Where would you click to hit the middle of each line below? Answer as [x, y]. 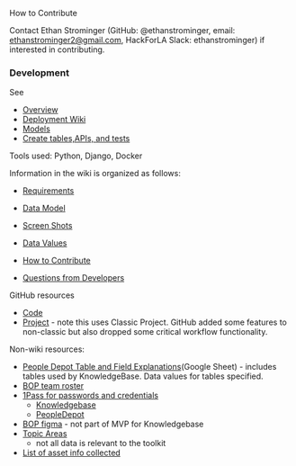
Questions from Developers [73, 278]
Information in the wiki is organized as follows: [95, 174]
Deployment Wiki [54, 120]
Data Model [44, 208]
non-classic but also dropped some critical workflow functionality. [145, 332]
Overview [40, 110]
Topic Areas [45, 434]
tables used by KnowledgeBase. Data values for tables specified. [143, 376]
